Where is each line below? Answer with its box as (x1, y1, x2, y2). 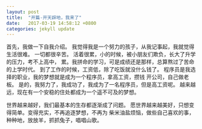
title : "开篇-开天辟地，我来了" (6, 15, 82, 21)
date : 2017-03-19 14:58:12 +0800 (6, 20, 97, 26)
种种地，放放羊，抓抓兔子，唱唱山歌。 (6, 116, 102, 124)
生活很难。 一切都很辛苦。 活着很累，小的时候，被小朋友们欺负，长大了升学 (6, 51, 196, 58)
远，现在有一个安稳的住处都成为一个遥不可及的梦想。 (6, 88, 140, 96)
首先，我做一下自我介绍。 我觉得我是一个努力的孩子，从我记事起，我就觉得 (6, 43, 195, 50)
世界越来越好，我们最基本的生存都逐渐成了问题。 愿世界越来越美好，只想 (6, 101, 189, 109)
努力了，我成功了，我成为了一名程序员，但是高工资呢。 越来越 (39, 81, 196, 88)
